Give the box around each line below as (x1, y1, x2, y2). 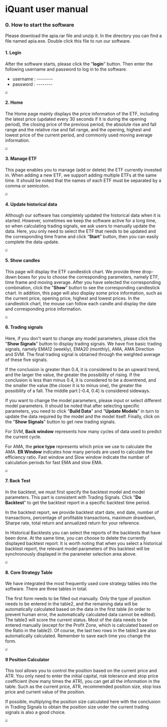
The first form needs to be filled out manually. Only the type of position (5, 596, 151, 602)
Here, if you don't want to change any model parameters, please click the (5, 335, 156, 341)
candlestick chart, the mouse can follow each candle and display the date (5, 300, 157, 306)
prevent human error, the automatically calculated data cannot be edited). (5, 612, 157, 618)
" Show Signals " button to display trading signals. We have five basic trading (5, 340, 162, 346)
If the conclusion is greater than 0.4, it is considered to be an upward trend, (5, 366, 161, 372)
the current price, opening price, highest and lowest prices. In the (5, 295, 140, 301)
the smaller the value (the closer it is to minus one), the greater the (5, 382, 142, 388)
